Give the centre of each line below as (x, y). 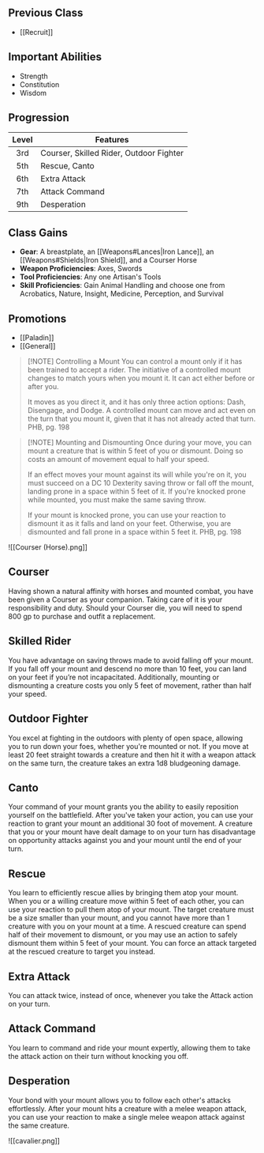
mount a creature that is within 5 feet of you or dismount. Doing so (135, 451)
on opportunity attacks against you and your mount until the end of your (125, 841)
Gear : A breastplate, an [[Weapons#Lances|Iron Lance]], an (117, 251)
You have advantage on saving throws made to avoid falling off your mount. (131, 660)
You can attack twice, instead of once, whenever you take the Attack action (131, 995)
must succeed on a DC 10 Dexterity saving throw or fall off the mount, (141, 483)
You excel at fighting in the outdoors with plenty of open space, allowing (126, 738)
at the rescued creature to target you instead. (82, 951)
